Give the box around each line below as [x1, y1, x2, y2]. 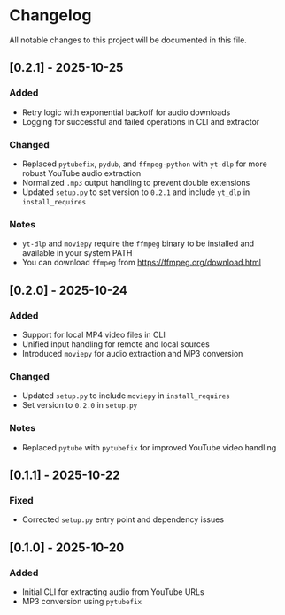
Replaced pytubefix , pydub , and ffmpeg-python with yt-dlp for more [21, 158, 267, 169]
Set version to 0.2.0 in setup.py [21, 400, 138, 411]
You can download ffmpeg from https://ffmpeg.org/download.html [21, 258, 261, 268]
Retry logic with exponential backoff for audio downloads [21, 107, 231, 118]
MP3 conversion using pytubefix [21, 596, 142, 606]
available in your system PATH [21, 248, 133, 258]
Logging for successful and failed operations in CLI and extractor [21, 116, 260, 127]
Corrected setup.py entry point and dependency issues [21, 514, 224, 525]
